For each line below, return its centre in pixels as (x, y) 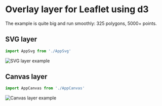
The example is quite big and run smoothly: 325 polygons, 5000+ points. (81, 23)
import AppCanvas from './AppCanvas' (45, 88)
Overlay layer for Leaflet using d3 (77, 9)
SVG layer (21, 39)
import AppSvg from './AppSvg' (38, 51)
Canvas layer (26, 77)
